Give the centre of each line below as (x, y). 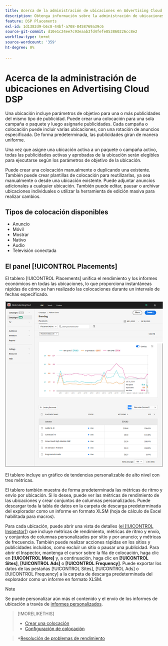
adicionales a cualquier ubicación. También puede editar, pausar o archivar (82, 185)
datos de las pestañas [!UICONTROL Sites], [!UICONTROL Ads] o (72, 568)
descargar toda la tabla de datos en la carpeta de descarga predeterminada (83, 505)
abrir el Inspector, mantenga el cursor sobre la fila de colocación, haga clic (82, 552)
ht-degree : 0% (20, 47)
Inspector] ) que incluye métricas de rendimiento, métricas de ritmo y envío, (83, 531)
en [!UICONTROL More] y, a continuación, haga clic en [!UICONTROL (77, 558)
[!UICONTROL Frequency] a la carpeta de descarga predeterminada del (79, 574)
